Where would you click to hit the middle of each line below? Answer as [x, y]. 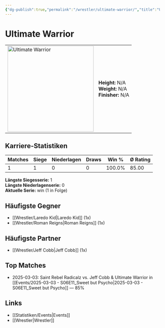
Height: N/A [112, 82]
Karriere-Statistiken [36, 146]
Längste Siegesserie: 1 [29, 180]
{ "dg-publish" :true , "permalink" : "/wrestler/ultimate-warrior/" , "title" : [81, 10]
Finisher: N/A [114, 95]
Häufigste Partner [33, 238]
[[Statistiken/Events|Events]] [41, 315]
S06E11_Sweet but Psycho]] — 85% [48, 288]
